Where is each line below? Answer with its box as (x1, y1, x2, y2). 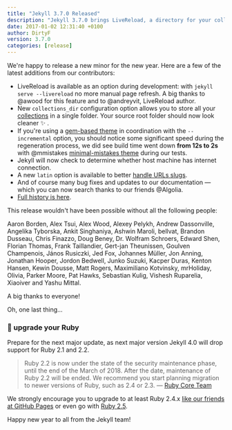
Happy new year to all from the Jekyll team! (7, 415, 131, 424)
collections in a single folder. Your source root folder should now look (17, 111, 215, 120)
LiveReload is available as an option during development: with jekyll (17, 82, 213, 90)
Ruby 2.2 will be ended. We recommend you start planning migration (23, 374, 220, 382)
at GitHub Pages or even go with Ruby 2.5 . (7, 402, 128, 411)
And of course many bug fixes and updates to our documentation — (17, 178, 211, 186)
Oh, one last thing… (7, 305, 64, 314)
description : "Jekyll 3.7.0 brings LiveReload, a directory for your (7, 17, 212, 24)
